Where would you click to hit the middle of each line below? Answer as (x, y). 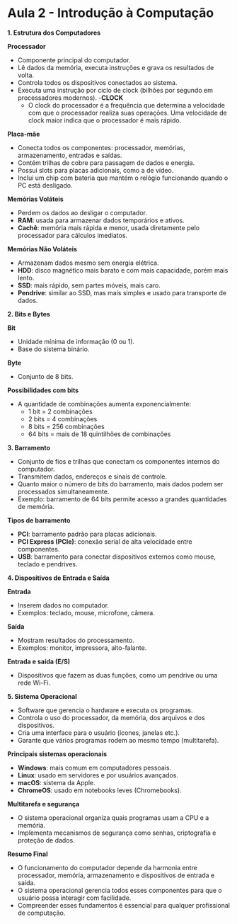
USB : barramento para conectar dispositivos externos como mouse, (117, 557)
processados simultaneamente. (63, 491)
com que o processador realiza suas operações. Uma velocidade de (128, 113)
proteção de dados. (46, 840)
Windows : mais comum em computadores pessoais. (94, 768)
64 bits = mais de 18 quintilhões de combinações (99, 434)
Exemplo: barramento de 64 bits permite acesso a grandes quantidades (122, 499)
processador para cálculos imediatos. (73, 235)
